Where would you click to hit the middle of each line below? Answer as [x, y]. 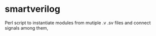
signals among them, [27, 28]
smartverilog [32, 9]
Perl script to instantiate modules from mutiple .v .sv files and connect [78, 23]
